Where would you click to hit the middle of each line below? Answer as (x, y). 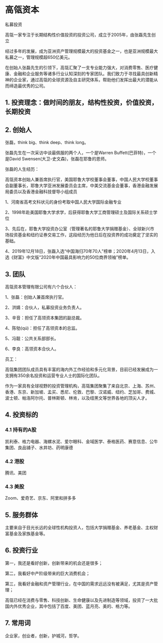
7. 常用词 (18, 623)
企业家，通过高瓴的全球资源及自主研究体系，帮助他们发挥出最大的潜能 (83, 80)
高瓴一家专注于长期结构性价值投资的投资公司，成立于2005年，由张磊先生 (78, 35)
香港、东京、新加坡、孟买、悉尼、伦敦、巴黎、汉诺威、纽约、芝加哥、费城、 (81, 392)
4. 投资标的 (22, 415)
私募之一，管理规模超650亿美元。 (39, 57)
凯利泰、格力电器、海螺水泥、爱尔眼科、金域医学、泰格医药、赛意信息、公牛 (81, 441)
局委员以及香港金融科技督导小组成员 (41, 192)
